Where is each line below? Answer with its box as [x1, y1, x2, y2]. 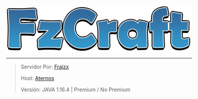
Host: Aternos [20, 74, 55, 81]
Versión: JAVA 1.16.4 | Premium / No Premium [20, 86, 131, 93]
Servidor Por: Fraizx [20, 63, 70, 70]
